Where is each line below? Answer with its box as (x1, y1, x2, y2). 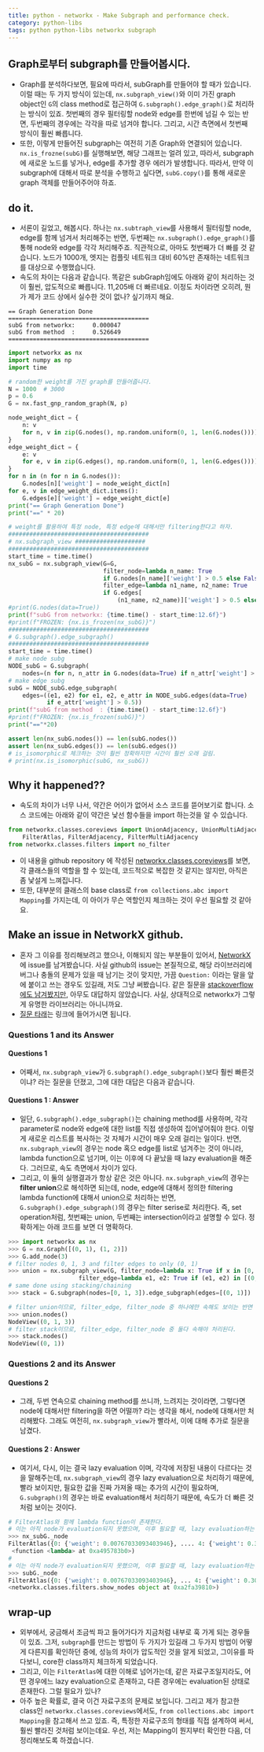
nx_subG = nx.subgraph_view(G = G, (8, 559, 118, 567)
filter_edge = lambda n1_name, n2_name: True (103, 581, 247, 590)
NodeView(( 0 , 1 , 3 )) (8, 1318, 76, 1326)
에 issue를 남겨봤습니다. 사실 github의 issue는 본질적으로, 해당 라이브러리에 (19, 960, 253, 969)
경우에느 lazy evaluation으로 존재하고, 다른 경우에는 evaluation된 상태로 (27, 1676, 251, 1686)
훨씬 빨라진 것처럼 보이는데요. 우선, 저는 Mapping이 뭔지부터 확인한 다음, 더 (19, 1726, 251, 1735)
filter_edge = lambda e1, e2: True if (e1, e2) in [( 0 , (78, 1274, 258, 1282)
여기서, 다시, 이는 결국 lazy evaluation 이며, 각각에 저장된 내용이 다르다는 (19, 1462, 244, 1472)
